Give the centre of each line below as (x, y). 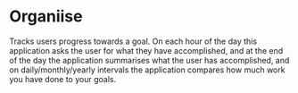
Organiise (46, 17)
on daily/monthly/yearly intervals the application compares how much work (147, 70)
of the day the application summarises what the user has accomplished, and (149, 60)
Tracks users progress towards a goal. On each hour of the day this (133, 41)
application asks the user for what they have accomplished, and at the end (146, 50)
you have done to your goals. (63, 79)
